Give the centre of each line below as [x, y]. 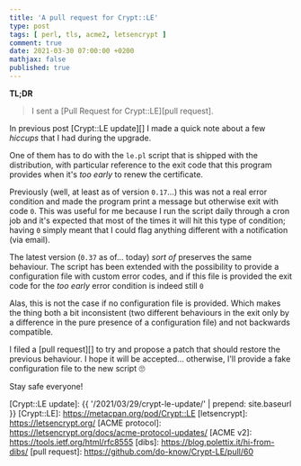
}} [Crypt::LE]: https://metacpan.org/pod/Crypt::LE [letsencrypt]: [128, 413]
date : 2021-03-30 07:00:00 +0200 [72, 51]
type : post [30, 26]
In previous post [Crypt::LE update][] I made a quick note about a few [137, 128]
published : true [40, 68]
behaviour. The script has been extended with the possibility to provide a [144, 266]
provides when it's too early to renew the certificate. [106, 174]
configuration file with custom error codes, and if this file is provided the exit [151, 276]
